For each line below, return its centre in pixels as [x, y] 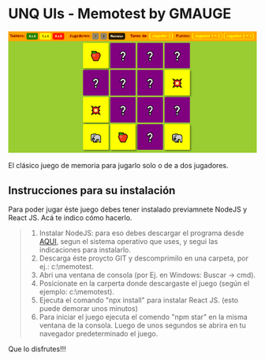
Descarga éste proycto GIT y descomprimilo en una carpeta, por [144, 258]
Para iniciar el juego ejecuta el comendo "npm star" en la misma [144, 317]
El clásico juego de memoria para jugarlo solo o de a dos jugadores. [118, 166]
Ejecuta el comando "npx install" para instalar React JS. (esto [139, 300]
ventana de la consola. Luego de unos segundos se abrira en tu [142, 325]
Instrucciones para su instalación [92, 190]
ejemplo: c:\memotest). [77, 292]
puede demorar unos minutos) [88, 309]
